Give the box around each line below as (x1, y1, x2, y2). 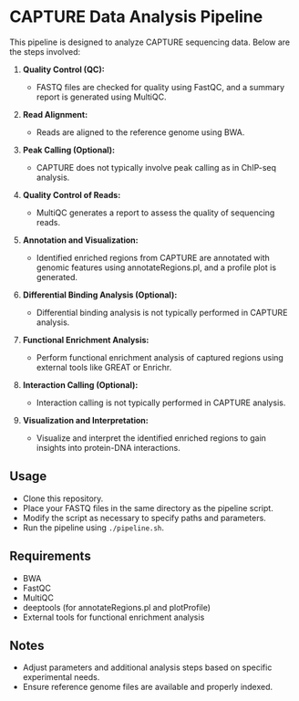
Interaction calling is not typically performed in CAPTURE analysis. (36, 397, 286, 408)
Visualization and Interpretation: (22, 414, 149, 425)
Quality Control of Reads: (22, 189, 121, 200)
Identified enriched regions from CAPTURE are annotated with (36, 252, 271, 263)
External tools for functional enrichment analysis (22, 612, 205, 623)
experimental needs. (22, 672, 100, 683)
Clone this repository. (22, 493, 104, 504)
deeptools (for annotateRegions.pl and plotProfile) (22, 602, 211, 612)
